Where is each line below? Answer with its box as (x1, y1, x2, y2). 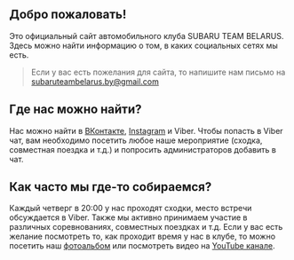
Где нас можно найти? (9, 102, 142, 117)
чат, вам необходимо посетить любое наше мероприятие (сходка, (9, 135, 263, 146)
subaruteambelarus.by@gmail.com (30, 75, 160, 87)
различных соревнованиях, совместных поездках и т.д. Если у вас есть (9, 222, 283, 232)
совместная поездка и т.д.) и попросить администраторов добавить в (9, 144, 277, 154)
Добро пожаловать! (9, 7, 127, 22)
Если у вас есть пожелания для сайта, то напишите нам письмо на (30, 67, 286, 77)
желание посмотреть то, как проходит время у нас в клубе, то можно (9, 231, 276, 242)
